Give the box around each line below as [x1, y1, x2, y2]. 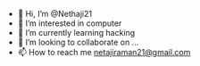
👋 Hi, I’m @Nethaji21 [17, 9, 92, 19]
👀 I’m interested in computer [17, 18, 122, 29]
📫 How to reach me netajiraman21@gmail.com [17, 47, 191, 57]
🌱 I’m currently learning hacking [17, 28, 136, 37]
